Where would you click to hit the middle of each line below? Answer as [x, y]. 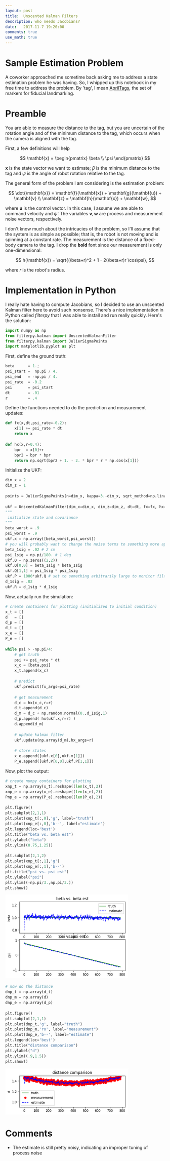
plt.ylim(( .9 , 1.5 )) [26, 1056]
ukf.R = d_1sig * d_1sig [31, 587]
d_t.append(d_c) [32, 708]
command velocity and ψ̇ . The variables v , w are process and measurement [84, 213]
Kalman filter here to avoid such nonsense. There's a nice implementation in [84, 309]
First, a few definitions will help [37, 148]
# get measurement [34, 697]
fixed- [150, 239]
